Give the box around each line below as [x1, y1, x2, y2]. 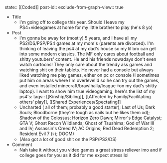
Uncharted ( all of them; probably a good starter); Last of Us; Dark [19, 104, 156, 110]
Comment [11, 142, 32, 148]
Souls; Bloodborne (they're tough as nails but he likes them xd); [19, 110, 150, 115]
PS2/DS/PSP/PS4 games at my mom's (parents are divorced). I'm [19, 40, 154, 46]
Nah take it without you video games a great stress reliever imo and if [19, 147, 162, 153]
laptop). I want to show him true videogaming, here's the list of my [19, 88, 156, 94]
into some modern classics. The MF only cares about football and [19, 51, 154, 57]
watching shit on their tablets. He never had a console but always [19, 67, 154, 73]
